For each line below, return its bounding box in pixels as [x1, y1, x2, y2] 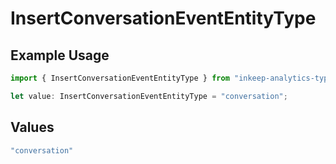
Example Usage [10, 47, 110, 64]
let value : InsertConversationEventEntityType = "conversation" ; [10, 91, 288, 101]
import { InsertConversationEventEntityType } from [10, 73, 230, 83]
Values [10, 119, 55, 136]
